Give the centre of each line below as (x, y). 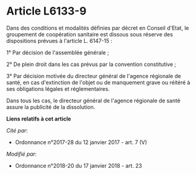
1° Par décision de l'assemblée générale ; (58, 52)
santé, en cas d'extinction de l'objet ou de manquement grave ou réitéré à (98, 82)
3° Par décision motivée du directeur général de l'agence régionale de (94, 76)
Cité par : (17, 130)
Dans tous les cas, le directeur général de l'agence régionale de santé (93, 101)
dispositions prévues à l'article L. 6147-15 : (60, 41)
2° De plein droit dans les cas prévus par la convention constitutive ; (91, 64)
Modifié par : (22, 154)
